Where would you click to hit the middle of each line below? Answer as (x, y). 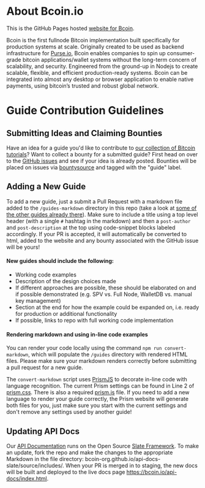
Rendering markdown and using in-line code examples (77, 334)
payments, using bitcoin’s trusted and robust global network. (83, 86)
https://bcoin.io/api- (152, 472)
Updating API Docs (43, 431)
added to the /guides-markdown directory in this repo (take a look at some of (102, 208)
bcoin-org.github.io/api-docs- (123, 459)
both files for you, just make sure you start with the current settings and (97, 405)
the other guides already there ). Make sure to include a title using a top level (102, 214)
